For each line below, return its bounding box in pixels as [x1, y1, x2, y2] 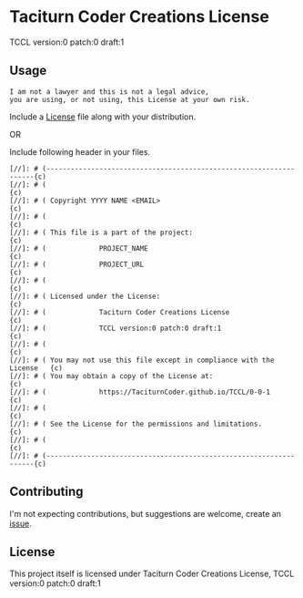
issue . [9, 518, 32, 529]
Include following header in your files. [9, 146, 151, 157]
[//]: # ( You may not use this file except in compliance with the [9, 356, 275, 365]
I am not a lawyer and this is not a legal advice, [9, 87, 209, 97]
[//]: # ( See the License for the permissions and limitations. [9, 419, 262, 428]
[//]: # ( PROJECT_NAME [9, 243, 148, 253]
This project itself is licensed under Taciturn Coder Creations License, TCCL [9, 568, 295, 580]
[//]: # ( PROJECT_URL [9, 260, 145, 269]
